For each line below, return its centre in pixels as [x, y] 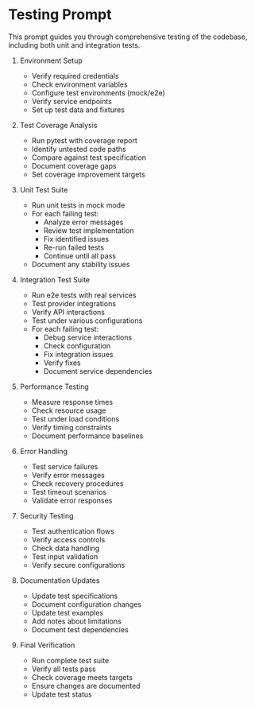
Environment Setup [51, 60]
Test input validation [65, 556]
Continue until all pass [80, 255]
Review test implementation [89, 230]
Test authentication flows [73, 531]
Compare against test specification [89, 157]
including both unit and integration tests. [74, 45]
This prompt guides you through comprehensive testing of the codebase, [128, 37]
